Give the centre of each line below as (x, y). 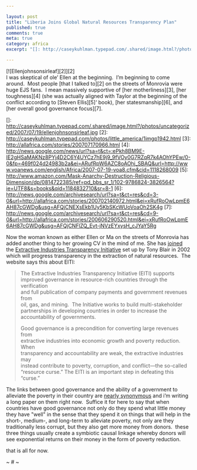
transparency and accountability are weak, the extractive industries (102, 353)
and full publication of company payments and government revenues (104, 292)
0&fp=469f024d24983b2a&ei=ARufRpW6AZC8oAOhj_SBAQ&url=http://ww (97, 163)
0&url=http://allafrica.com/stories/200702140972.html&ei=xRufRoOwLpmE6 (98, 200)
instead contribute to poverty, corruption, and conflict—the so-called (104, 365)
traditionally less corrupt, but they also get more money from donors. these (97, 427)
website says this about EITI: (40, 262)
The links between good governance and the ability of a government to (92, 389)
